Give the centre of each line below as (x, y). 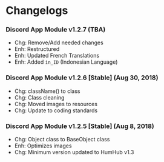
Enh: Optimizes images (43, 146)
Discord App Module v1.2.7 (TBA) (56, 30)
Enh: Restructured (37, 49)
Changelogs (37, 11)
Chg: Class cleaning (39, 97)
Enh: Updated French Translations (57, 56)
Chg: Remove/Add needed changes (59, 42)
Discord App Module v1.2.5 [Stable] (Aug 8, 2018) (80, 126)
